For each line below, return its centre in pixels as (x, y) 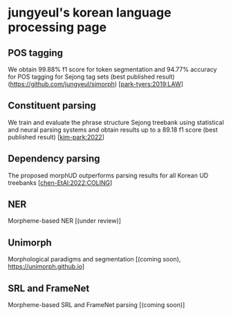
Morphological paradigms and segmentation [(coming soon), (94, 259)
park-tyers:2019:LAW (151, 84)
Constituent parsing (52, 106)
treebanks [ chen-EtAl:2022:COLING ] (60, 182)
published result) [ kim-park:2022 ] (56, 137)
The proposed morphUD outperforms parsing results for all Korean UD (108, 175)
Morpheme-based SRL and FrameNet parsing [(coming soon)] (96, 305)
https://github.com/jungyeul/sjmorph (62, 84)
